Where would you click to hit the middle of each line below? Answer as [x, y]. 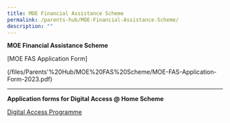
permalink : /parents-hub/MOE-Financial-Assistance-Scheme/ [93, 20]
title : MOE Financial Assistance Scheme [66, 13]
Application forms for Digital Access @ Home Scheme [86, 99]
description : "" [30, 26]
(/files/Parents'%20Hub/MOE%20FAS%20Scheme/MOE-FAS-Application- [112, 72]
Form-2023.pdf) [30, 79]
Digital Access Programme [44, 112]
